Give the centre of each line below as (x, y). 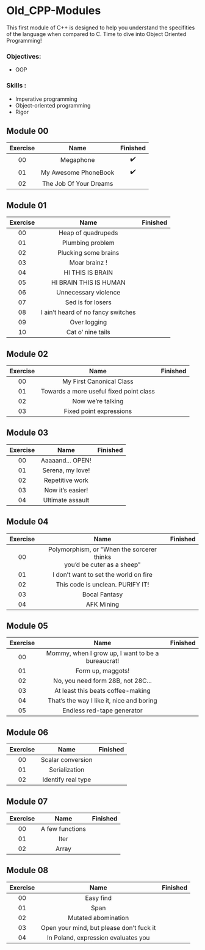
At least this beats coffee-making (103, 691)
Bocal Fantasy (103, 594)
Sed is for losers (88, 302)
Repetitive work (66, 480)
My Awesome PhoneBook (77, 172)
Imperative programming (46, 99)
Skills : (16, 86)
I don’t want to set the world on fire (103, 574)
